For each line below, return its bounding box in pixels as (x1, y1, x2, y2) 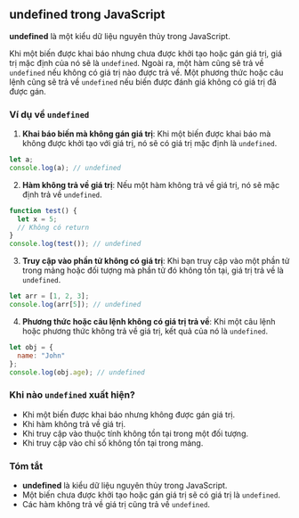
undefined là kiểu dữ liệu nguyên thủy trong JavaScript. (21, 481, 228, 491)
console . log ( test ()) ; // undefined (9, 240, 141, 249)
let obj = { (9, 342, 53, 351)
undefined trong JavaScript (9, 7, 166, 22)
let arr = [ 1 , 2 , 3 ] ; (9, 292, 90, 301)
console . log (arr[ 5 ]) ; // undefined (9, 300, 141, 309)
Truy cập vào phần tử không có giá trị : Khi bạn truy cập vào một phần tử (21, 256, 290, 267)
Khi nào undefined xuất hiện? (9, 389, 135, 401)
